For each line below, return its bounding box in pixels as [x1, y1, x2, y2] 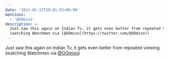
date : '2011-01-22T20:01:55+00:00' [5, 7, 80, 13]
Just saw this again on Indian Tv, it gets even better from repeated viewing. [5, 45, 161, 50]
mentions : [5, 12, 26, 17]
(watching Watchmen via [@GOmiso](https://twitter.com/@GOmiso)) [10, 31, 150, 36]
